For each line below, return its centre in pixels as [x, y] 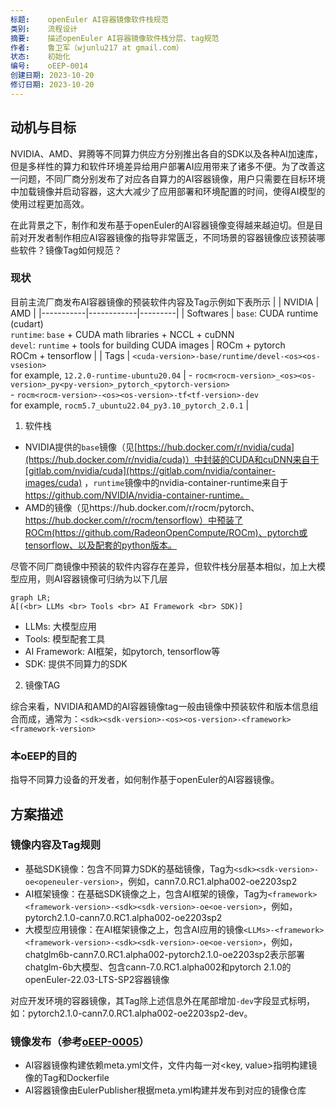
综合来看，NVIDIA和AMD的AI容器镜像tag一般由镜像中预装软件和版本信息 [160, 706]
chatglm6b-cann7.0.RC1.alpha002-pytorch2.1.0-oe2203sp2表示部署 [164, 954]
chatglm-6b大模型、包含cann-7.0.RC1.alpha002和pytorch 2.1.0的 [158, 967]
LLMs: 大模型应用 [60, 626]
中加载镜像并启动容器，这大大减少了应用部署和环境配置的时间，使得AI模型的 [168, 191]
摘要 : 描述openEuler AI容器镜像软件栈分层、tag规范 [115, 38]
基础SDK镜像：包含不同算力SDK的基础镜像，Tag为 [129, 868]
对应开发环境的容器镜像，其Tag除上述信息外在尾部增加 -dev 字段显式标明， [163, 1000]
